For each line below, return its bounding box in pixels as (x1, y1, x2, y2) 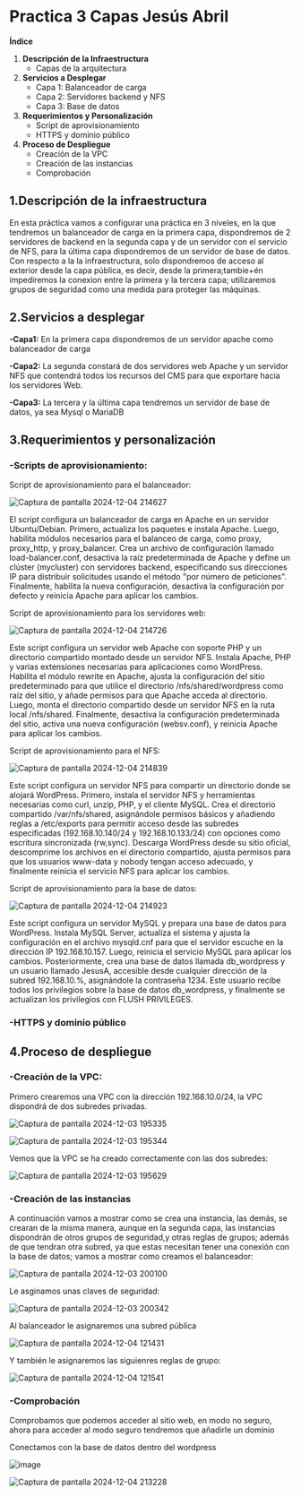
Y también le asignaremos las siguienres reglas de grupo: (9, 1355, 221, 1366)
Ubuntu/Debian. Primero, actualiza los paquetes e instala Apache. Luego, (9, 524, 279, 535)
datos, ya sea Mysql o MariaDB (9, 406, 125, 417)
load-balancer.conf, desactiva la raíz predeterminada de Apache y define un (9, 553, 291, 563)
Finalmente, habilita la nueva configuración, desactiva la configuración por (9, 580, 285, 592)
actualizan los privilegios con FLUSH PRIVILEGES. (9, 994, 194, 1005)
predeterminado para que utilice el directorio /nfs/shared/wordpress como (9, 681, 284, 692)
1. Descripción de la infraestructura (9, 193, 208, 209)
